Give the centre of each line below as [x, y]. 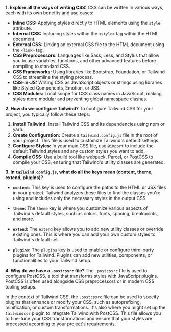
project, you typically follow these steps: [48, 114]
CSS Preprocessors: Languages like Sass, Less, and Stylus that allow [86, 55]
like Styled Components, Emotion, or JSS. [56, 88]
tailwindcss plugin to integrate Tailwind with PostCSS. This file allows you [83, 313]
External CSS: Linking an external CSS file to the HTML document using [89, 45]
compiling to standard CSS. [41, 66]
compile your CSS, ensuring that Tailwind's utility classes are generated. [89, 162]
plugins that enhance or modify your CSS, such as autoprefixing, [73, 302]
